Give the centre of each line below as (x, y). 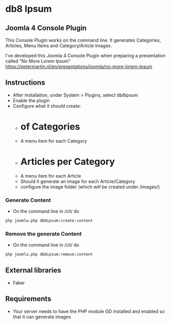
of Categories (50, 127)
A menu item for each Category (54, 141)
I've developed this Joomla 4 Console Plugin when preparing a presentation (85, 55)
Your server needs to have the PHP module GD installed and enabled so (89, 311)
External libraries (33, 270)
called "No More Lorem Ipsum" (38, 61)
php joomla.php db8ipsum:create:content (49, 221)
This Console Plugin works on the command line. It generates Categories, (83, 40)
